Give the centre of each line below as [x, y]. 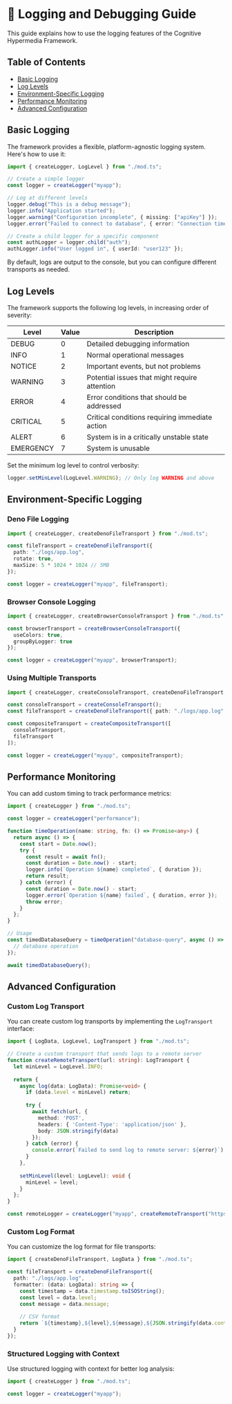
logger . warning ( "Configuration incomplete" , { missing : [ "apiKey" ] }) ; [112, 217]
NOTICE [23, 366]
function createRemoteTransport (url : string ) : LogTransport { [98, 1060]
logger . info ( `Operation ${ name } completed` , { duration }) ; [114, 869]
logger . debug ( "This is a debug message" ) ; [69, 204]
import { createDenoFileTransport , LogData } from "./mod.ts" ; [100, 1260]
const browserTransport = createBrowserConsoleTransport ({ [94, 628]
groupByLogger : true [43, 642]
